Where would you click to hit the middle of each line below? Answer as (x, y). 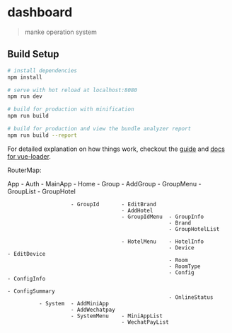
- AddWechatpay (93, 310)
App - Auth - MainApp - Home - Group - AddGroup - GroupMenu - (104, 184)
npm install (25, 77)
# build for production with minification (71, 109)
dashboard (40, 12)
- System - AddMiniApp (74, 303)
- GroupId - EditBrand (114, 204)
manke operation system (61, 32)
